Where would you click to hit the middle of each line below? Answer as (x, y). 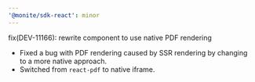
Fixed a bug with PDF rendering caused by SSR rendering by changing (133, 52)
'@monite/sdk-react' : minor (54, 15)
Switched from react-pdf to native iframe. (87, 69)
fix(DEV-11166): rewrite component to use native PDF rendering (110, 37)
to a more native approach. (63, 61)
